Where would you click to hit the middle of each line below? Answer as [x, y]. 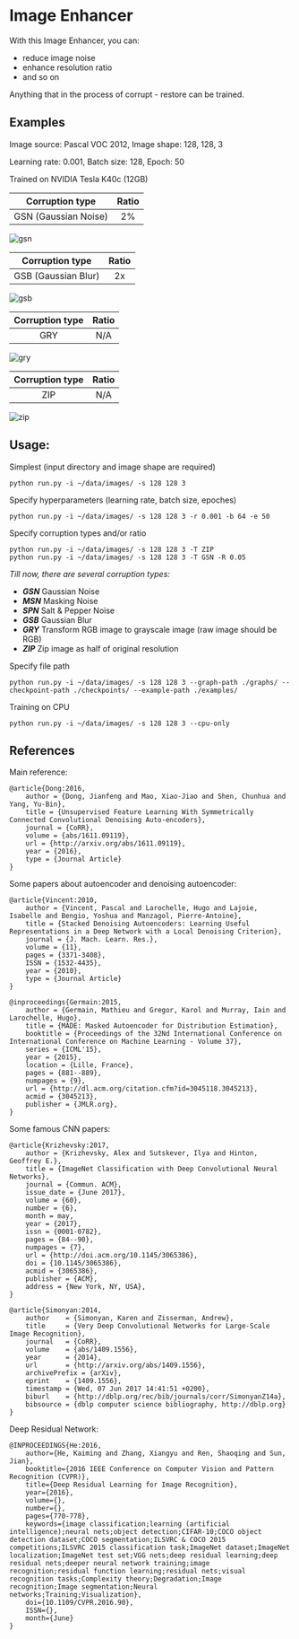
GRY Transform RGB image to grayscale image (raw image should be [149, 629]
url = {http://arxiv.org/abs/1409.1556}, [115, 1365]
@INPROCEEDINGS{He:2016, [56, 1446]
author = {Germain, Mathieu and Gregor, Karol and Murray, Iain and [156, 1011]
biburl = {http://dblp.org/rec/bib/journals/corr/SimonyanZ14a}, [156, 1397]
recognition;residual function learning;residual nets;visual [128, 1572]
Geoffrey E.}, [36, 1161]
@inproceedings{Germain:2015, [66, 1003]
